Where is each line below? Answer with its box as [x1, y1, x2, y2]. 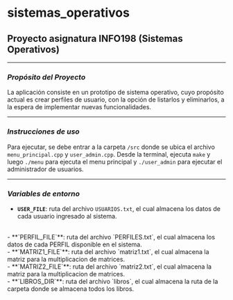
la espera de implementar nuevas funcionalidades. [7, 103, 151, 111]
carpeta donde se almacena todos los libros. [7, 284, 135, 293]
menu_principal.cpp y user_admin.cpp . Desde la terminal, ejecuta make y [7, 150, 211, 158]
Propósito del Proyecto [7, 72, 86, 81]
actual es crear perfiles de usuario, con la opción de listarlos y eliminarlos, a [7, 95, 225, 104]
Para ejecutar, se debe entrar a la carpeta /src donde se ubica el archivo [7, 143, 215, 151]
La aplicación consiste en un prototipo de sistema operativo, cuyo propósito [7, 88, 224, 97]
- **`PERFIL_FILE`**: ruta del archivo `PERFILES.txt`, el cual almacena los [7, 232, 216, 241]
